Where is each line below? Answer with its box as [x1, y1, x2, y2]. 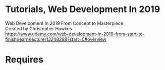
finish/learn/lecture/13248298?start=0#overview [5, 36, 107, 42]
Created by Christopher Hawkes [5, 25, 72, 31]
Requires [5, 54, 44, 65]
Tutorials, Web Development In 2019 [5, 4, 160, 15]
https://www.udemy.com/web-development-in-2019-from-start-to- [5, 31, 145, 37]
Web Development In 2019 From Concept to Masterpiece [5, 20, 124, 26]
